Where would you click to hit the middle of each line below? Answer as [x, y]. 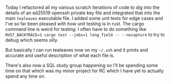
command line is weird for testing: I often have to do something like [76, 29]
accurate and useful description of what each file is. [60, 55]
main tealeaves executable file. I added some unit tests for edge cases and [84, 18]
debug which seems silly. [32, 40]
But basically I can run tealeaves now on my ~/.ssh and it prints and [77, 50]
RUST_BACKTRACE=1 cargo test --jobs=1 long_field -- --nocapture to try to [85, 35]
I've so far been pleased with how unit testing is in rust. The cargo [75, 24]
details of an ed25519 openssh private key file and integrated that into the [83, 13]
